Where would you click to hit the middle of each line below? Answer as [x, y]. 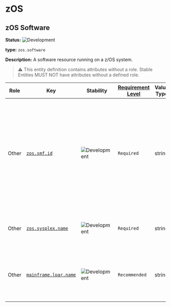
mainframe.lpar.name [51, 275]
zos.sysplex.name [47, 228]
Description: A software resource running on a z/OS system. [69, 60]
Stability [97, 91]
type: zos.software [25, 50]
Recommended [132, 275]
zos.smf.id [39, 153]
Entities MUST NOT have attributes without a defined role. [78, 75]
